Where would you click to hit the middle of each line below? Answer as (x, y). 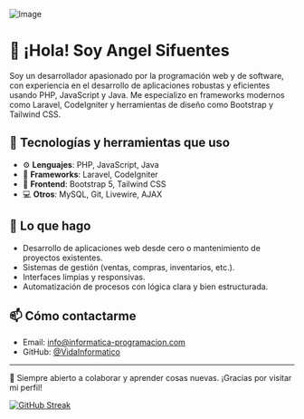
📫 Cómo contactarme (73, 316)
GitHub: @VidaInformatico (71, 352)
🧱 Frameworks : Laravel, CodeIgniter (90, 174)
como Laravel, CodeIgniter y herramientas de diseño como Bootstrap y (142, 104)
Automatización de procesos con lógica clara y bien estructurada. (145, 287)
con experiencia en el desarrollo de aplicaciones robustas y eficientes (140, 85)
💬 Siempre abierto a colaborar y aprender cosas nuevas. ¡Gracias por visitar (151, 378)
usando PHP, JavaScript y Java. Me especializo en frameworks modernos (147, 94)
